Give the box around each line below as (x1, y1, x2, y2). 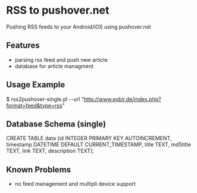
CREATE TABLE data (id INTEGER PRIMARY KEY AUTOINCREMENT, (6, 135, 172, 142)
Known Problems (6, 164, 71, 175)
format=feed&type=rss (6, 102, 62, 109)
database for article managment (14, 62, 94, 69)
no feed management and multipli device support (14, 181, 136, 188)
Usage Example (6, 80, 65, 90)
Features (6, 40, 40, 50)
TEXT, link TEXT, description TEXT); (6, 147, 94, 154)
